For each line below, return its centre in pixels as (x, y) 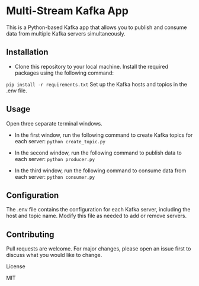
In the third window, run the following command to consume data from (100, 171)
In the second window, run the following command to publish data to (98, 153)
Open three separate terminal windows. (54, 123)
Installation (27, 52)
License (16, 266)
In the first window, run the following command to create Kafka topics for (104, 135)
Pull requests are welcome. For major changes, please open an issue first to (99, 249)
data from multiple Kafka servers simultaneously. (66, 33)
